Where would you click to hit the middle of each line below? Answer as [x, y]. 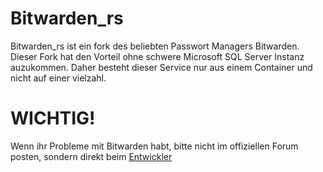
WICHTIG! [53, 118]
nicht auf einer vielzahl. [58, 78]
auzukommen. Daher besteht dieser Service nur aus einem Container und [161, 67]
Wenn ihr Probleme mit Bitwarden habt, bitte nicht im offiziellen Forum [154, 146]
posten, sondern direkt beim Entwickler [91, 156]
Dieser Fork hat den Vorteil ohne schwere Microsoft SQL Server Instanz [157, 56]
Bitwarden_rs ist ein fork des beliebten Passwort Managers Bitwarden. [155, 46]
